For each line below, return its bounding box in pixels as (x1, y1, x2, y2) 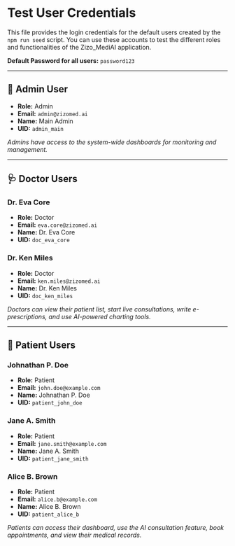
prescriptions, (7, 312, 48, 321)
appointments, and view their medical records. (7, 531, 142, 540)
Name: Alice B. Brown (17, 503, 82, 511)
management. (7, 145, 48, 153)
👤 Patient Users (7, 339, 76, 351)
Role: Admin (17, 101, 54, 110)
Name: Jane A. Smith (17, 447, 79, 455)
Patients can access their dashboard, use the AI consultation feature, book (7, 524, 225, 532)
